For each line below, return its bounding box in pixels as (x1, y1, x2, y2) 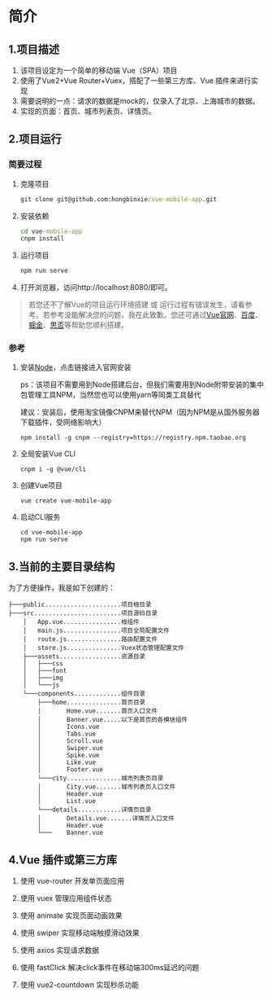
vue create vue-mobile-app (19, 497, 112, 505)
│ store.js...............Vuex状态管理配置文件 (23, 644, 184, 652)
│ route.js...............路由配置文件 (23, 635, 158, 643)
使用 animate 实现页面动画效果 (19, 911, 123, 920)
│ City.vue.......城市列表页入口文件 (37, 783, 176, 791)
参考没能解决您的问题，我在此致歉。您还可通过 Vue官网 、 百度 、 (50, 310, 262, 320)
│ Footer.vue (37, 766, 104, 774)
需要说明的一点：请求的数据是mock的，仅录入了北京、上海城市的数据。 (19, 96, 260, 106)
